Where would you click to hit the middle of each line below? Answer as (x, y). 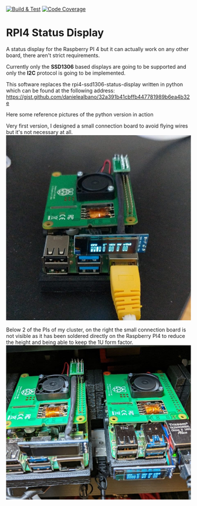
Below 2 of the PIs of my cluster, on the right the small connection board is (96, 330)
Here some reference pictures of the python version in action (80, 114)
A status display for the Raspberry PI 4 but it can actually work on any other (98, 49)
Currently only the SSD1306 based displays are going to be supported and (96, 66)
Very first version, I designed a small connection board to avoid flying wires (97, 126)
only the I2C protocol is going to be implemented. (66, 73)
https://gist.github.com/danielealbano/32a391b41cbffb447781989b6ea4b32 (98, 96)
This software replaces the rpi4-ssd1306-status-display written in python (95, 84)
